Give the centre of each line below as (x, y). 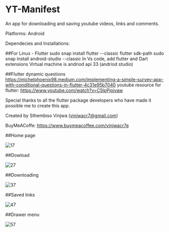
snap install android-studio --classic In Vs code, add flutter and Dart (77, 59)
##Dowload (17, 155)
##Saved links (20, 195)
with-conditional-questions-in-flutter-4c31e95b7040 (61, 85)
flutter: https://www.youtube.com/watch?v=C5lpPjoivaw (64, 90)
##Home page (20, 135)
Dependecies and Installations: (38, 43)
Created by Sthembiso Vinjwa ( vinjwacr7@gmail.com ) (62, 115)
